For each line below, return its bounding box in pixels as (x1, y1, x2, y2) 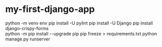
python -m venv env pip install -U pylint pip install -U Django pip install (5, 20, 153, 26)
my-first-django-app (5, 3, 95, 15)
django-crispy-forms (5, 25, 49, 31)
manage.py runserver (5, 36, 51, 42)
